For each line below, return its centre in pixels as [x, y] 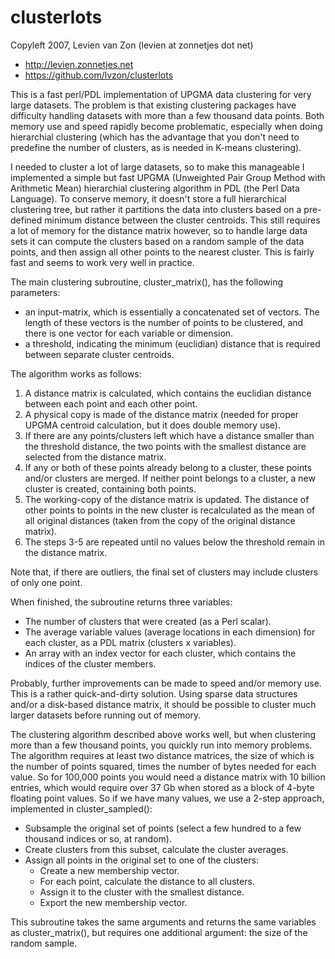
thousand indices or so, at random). [98, 838]
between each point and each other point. [111, 403]
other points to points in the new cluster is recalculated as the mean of [170, 510]
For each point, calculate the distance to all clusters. [147, 881]
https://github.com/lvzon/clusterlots [99, 75]
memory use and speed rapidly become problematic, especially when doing [166, 126]
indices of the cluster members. [90, 663]
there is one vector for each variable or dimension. [129, 333]
